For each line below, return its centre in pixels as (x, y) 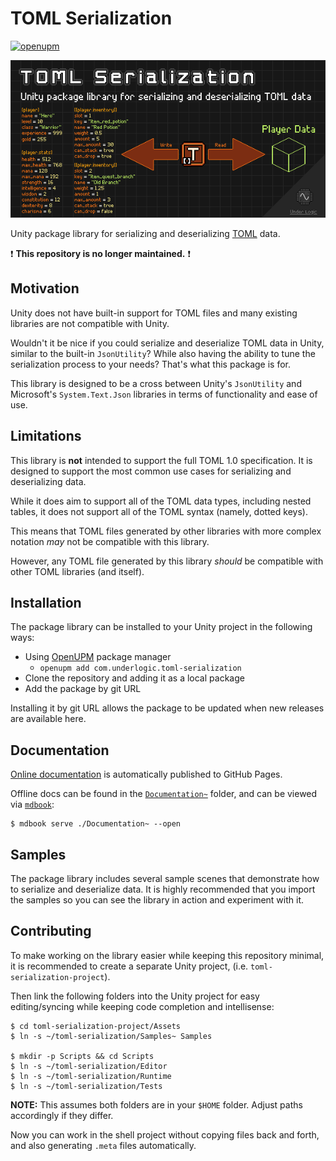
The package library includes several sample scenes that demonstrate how (165, 878)
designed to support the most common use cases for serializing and (151, 471)
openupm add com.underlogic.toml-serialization (140, 668)
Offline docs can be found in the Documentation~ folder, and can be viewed (164, 794)
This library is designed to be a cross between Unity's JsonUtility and (156, 383)
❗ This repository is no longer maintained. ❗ (100, 253)
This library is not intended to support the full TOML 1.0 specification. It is (161, 460)
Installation (46, 602)
